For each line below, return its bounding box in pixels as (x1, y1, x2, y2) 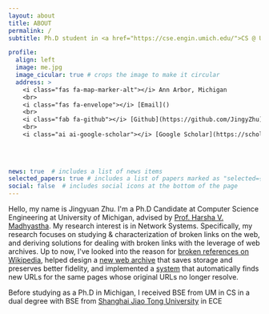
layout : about (8, 11, 56, 20)
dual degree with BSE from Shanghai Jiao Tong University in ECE (8, 296, 223, 305)
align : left (15, 56, 56, 64)
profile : (8, 49, 38, 57)
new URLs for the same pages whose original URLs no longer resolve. (8, 272, 239, 281)
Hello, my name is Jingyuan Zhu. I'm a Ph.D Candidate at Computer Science (8, 204, 259, 213)
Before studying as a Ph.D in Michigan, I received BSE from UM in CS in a (8, 288, 251, 297)
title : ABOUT (8, 19, 52, 27)
